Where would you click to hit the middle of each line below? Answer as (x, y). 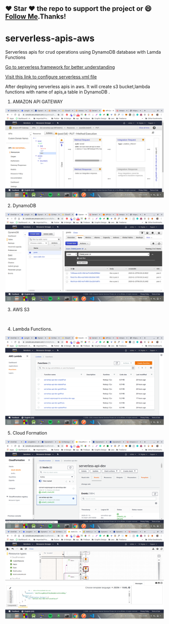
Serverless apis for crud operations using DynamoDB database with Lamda (83, 52)
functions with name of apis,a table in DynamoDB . (58, 92)
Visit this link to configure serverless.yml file (51, 77)
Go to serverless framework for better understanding (60, 67)
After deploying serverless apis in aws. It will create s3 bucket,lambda (78, 87)
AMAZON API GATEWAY (37, 102)
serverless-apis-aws (50, 38)
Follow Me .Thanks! (36, 17)
